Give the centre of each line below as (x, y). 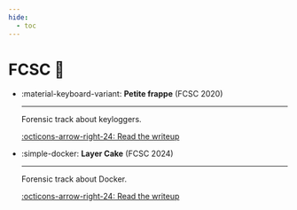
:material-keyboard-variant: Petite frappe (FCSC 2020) (122, 94)
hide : (18, 17)
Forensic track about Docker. (74, 179)
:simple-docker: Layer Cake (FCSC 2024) (97, 154)
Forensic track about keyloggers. (82, 120)
